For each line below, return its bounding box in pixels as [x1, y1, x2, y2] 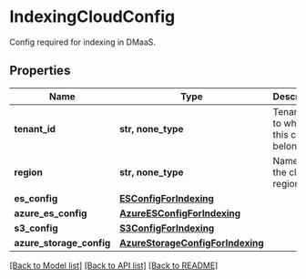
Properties [9, 63, 71, 78]
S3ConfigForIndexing [119, 222, 215, 234]
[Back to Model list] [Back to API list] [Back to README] [9, 260, 219, 271]
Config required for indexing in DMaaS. [9, 36, 157, 47]
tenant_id [14, 122, 56, 135]
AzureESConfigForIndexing [119, 207, 241, 220]
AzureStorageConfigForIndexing [119, 236, 264, 249]
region [14, 166, 43, 179]
